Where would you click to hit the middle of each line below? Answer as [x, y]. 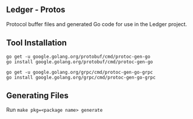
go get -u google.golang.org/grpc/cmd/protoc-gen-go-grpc [80, 72]
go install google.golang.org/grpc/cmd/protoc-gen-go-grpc [81, 77]
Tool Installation [37, 43]
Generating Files [37, 95]
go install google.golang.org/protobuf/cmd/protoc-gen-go [80, 62]
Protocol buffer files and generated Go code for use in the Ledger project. [97, 24]
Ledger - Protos [36, 10]
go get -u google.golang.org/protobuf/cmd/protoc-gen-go [78, 57]
